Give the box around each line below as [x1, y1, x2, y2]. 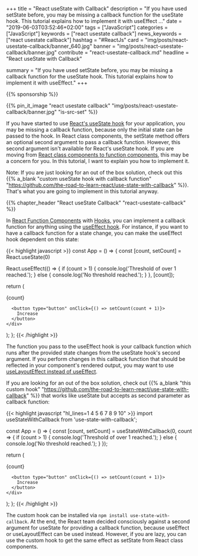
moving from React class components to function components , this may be [6, 151, 189, 158]
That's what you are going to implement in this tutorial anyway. [6, 188, 159, 194]
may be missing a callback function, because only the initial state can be [6, 126, 183, 133]
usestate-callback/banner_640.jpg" [6, 43, 93, 50]
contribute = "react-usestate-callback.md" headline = [58, 49, 189, 56]
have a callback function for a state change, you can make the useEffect [6, 230, 182, 236]
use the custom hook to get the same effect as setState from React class [6, 537, 183, 544]
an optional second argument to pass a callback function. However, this [6, 139, 181, 145]
